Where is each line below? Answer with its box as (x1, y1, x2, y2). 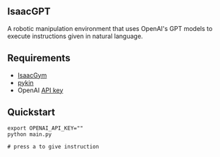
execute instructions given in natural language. (7, 32, 143, 40)
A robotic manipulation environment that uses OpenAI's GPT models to (7, 24, 213, 32)
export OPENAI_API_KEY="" (7, 125, 83, 132)
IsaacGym (17, 70, 47, 80)
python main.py (7, 131, 52, 138)
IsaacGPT (7, 6, 51, 18)
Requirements (7, 52, 71, 64)
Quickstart (7, 106, 56, 118)
